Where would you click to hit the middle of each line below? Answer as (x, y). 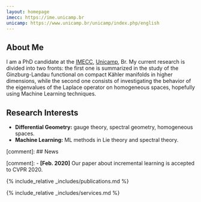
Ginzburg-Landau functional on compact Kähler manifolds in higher (89, 75)
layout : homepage (28, 12)
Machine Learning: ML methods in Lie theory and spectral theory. (97, 140)
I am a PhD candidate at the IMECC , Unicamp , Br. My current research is (96, 62)
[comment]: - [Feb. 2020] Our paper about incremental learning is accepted (100, 163)
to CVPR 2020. (25, 170)
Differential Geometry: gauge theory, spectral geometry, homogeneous (104, 127)
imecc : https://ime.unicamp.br (45, 17)
